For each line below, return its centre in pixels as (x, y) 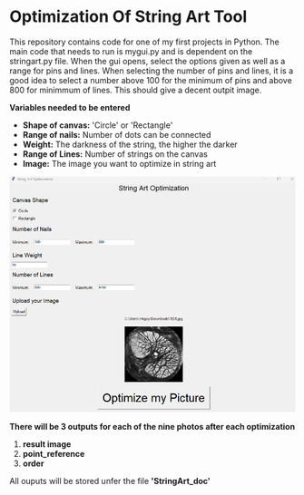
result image (47, 444)
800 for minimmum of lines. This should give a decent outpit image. (136, 90)
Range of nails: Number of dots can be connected (117, 134)
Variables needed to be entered (70, 107)
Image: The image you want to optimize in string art (119, 163)
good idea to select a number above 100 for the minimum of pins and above (151, 80)
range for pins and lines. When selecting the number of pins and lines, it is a (152, 71)
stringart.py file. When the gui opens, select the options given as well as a (147, 61)
